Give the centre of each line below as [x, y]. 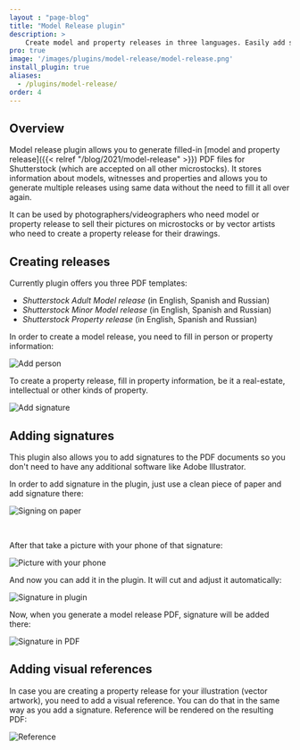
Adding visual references [81, 669]
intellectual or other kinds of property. [79, 390]
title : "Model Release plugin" [67, 26]
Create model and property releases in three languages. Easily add [155, 42]
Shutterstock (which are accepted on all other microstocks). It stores [135, 169]
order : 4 [25, 92]
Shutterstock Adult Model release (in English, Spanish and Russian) [146, 301]
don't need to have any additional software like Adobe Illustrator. [128, 466]
